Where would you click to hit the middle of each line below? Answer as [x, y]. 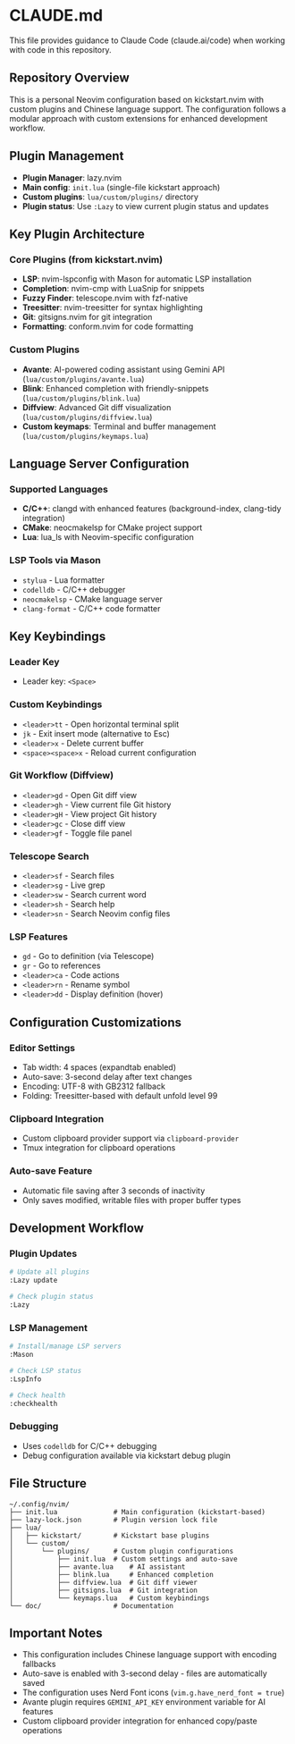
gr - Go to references [61, 965]
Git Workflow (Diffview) [62, 776]
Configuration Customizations [95, 1022]
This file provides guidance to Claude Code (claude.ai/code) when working [147, 40]
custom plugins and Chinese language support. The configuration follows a [148, 109]
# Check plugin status [51, 1297]
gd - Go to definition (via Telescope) [88, 956]
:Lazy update [34, 1281]
